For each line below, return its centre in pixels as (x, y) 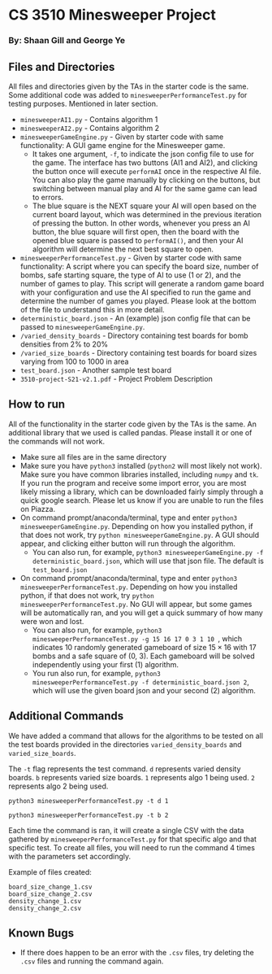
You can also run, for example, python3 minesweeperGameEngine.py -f (148, 552)
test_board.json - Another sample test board (96, 370)
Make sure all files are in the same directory (93, 456)
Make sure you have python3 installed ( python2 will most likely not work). (141, 465)
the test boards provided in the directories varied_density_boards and (125, 744)
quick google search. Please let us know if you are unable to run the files (142, 500)
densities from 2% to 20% (64, 344)
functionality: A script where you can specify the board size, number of (139, 266)
